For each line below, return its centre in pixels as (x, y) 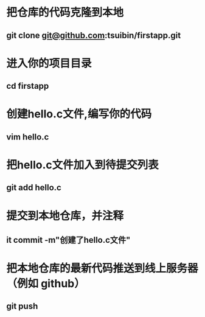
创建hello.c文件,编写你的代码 (79, 114)
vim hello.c (28, 137)
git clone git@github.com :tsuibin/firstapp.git (94, 35)
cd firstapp (28, 86)
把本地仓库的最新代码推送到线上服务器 (102, 269)
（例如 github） (46, 284)
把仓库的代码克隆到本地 (65, 12)
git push (22, 306)
